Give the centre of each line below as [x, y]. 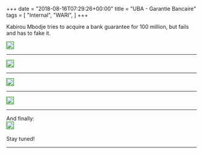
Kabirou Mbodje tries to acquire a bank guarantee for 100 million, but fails [98, 27]
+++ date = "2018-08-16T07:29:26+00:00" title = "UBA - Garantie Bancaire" [101, 9]
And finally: [20, 119]
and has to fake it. [29, 33]
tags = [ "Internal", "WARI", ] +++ [47, 15]
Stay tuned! [21, 139]
